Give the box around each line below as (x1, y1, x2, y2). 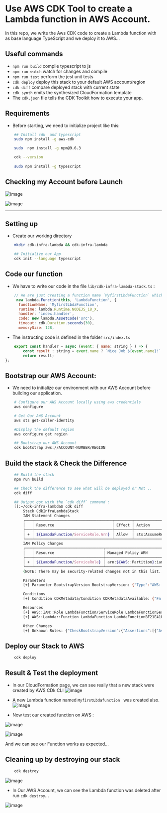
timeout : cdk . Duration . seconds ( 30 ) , (18, 321, 94, 326)
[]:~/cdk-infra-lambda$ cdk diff (14, 504, 83, 509)
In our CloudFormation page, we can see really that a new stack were (12, 682, 155, 688)
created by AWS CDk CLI (12, 687, 64, 693)
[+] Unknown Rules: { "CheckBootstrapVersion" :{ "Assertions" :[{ (23, 628, 157, 633)
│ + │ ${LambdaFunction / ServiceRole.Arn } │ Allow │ (23, 532, 135, 537)
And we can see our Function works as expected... (5, 741, 109, 747)
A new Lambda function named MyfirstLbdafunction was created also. (12, 697, 160, 703)
